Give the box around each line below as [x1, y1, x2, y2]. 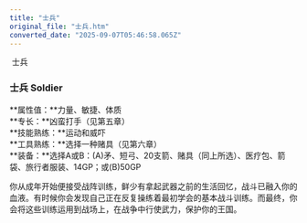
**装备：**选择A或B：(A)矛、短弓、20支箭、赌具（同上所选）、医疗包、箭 [9, 150, 286, 161]
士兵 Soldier [9, 81, 63, 94]
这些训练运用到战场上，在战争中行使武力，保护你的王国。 [25, 203, 242, 215]
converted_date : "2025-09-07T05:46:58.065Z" [9, 30, 182, 39]
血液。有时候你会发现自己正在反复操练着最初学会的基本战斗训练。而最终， [9, 192, 290, 203]
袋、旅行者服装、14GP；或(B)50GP [9, 161, 142, 172]
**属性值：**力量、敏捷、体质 [9, 104, 122, 115]
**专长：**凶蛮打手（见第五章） [9, 115, 131, 126]
